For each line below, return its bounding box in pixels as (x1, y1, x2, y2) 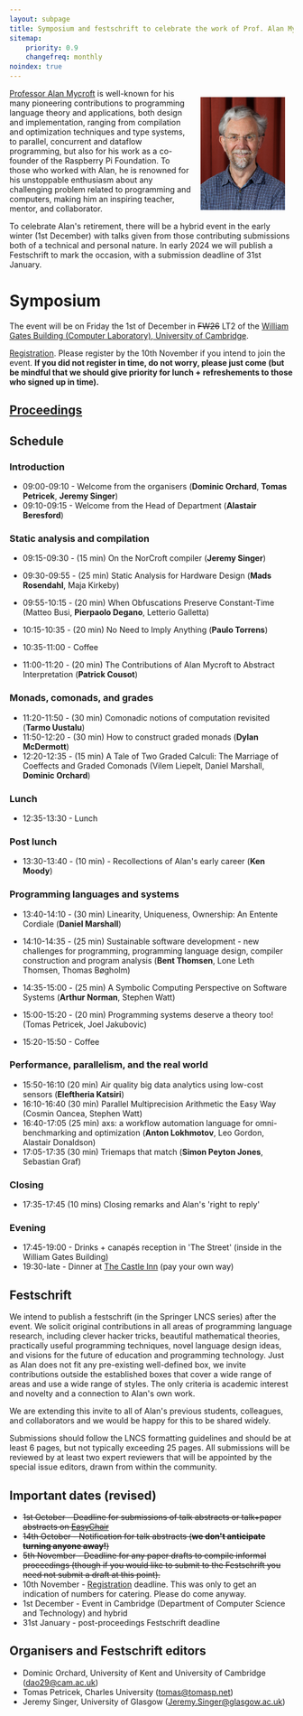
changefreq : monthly (25, 52, 103, 62)
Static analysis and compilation (9, 532, 151, 545)
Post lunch (9, 835, 58, 848)
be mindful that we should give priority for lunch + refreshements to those (9, 367, 293, 378)
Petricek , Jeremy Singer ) (22, 490, 119, 501)
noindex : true (9, 62, 63, 71)
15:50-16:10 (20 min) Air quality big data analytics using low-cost (22, 1079, 263, 1090)
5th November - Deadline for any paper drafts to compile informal (22, 1550, 267, 1562)
